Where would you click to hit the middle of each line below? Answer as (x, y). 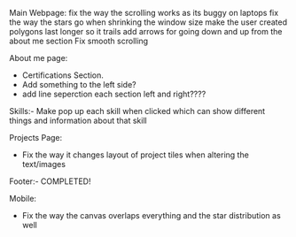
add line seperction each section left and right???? (114, 94)
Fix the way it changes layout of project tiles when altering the (136, 155)
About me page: (39, 58)
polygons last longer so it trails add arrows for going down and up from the (146, 31)
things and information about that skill (78, 120)
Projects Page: (36, 138)
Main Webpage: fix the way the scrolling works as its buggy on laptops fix (144, 13)
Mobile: (23, 199)
